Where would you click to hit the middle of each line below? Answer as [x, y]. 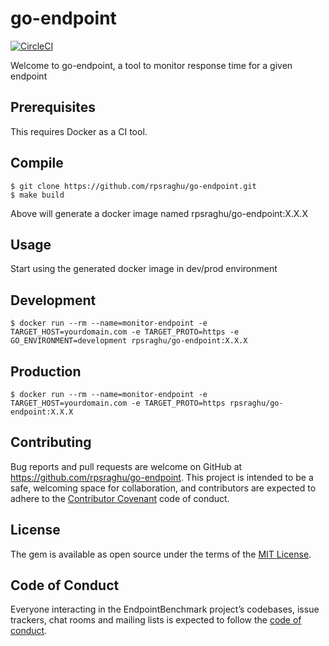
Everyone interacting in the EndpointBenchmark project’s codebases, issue [165, 609]
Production [46, 371]
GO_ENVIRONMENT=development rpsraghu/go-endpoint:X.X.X [129, 341]
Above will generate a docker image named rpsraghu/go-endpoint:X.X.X [159, 213]
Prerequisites [53, 107]
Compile [37, 163]
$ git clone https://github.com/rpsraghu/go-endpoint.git [133, 186]
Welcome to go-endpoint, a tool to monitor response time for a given [151, 65]
